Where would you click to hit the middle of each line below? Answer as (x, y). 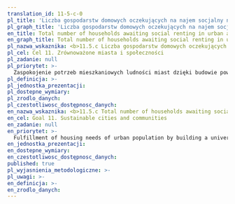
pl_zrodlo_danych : (34, 99)
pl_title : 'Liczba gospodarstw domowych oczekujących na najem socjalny (115, 20)
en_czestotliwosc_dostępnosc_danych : (62, 157)
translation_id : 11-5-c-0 (45, 14)
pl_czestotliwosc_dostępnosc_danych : (62, 105)
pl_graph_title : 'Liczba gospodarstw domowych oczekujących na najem (111, 27)
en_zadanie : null (33, 124)
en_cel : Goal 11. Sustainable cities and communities (87, 118)
